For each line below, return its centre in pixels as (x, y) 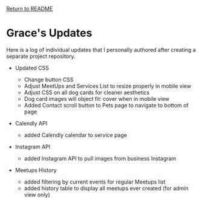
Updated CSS (32, 68)
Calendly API (31, 123)
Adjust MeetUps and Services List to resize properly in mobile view (108, 86)
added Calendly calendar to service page (75, 135)
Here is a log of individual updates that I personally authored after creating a (101, 49)
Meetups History (36, 170)
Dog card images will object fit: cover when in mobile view (97, 98)
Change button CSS (49, 79)
